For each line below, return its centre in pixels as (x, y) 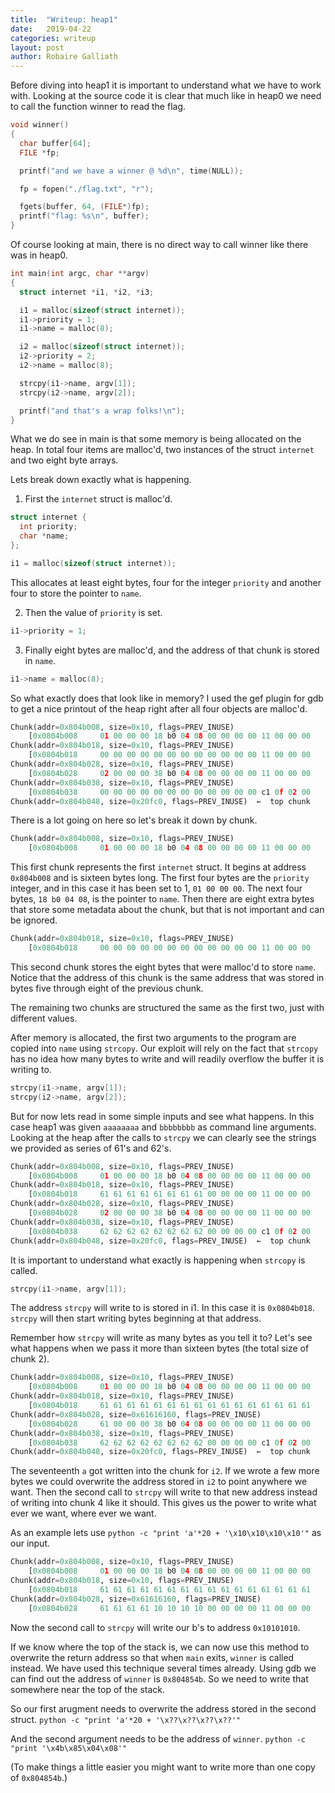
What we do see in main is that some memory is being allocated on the (156, 439)
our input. (30, 1543)
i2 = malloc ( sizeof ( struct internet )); (102, 347)
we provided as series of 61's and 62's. (91, 1148)
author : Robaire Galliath (64, 57)
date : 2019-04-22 (51, 29)
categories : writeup (53, 38)
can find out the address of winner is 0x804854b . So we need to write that (159, 1678)
